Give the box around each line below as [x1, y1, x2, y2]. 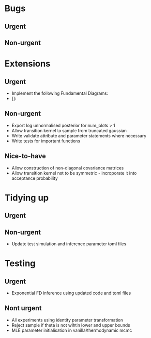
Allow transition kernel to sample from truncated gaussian [11, 127, 127, 134]
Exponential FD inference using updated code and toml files [11, 290, 131, 296]
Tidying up [4, 192, 49, 203]
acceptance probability [11, 175, 58, 181]
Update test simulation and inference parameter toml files [11, 241, 127, 247]
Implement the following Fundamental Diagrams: [11, 90, 108, 96]
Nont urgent [4, 304, 42, 312]
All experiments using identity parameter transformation [11, 317, 123, 323]
